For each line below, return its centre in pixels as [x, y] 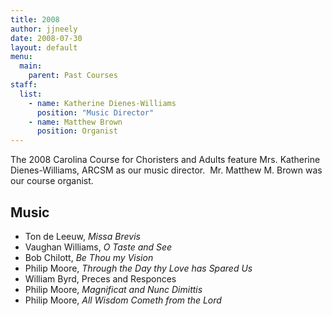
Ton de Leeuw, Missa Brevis [82, 236]
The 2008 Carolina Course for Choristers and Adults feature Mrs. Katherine [165, 160]
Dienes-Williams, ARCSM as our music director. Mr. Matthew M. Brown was [166, 170]
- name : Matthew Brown [75, 122]
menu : [21, 57]
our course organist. [52, 181]
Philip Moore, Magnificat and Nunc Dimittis [113, 289]
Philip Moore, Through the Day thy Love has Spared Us [138, 268]
